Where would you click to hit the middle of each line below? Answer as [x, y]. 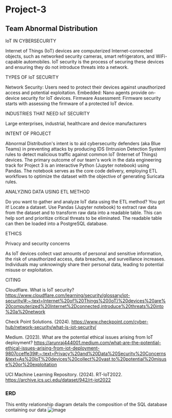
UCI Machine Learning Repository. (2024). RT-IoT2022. [64, 375]
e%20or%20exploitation [31, 364]
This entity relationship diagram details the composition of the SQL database [86, 405]
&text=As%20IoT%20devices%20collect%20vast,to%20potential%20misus [86, 359]
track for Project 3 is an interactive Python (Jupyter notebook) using [77, 165]
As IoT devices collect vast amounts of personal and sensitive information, [84, 254]
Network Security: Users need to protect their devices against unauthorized [85, 87]
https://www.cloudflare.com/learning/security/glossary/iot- [68, 295]
